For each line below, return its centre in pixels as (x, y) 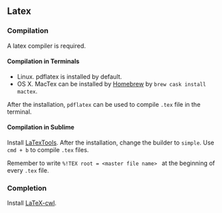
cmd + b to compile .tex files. (48, 150)
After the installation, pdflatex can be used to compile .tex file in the (104, 104)
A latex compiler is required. (47, 46)
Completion (27, 188)
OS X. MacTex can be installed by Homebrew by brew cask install (111, 84)
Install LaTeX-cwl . (32, 203)
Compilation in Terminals (43, 62)
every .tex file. (28, 171)
